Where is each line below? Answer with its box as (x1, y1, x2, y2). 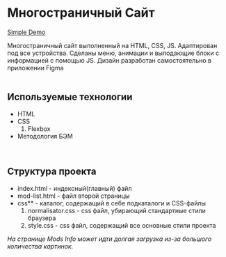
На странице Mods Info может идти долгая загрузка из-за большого (7, 235, 212, 243)
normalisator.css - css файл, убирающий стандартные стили (27, 206, 207, 215)
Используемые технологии (7, 91, 133, 103)
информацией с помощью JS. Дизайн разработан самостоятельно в (7, 56, 212, 64)
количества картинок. (7, 242, 74, 250)
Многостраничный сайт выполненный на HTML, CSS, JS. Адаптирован (7, 41, 218, 49)
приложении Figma (7, 63, 64, 72)
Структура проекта (7, 166, 97, 178)
